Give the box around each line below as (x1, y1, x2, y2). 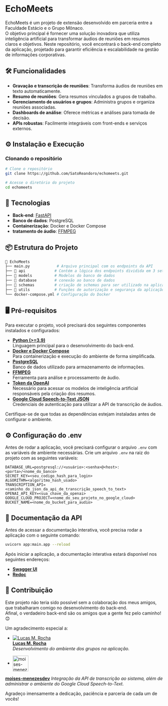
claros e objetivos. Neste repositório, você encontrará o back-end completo (5, 41, 161, 47)
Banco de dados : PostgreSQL (12, 217, 74, 224)
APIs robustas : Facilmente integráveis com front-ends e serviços (12, 120, 147, 126)
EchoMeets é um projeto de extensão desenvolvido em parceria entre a (5, 20, 152, 26)
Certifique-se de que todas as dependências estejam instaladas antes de (5, 411, 156, 417)
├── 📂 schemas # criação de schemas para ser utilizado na (5, 282, 149, 287)
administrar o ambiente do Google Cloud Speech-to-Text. (5, 680, 124, 686)
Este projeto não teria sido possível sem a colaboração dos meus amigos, (5, 599, 157, 606)
